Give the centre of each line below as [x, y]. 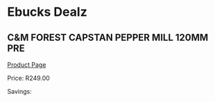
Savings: [20, 91]
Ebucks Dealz [48, 12]
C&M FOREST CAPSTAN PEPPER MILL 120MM [108, 38]
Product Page [27, 65]
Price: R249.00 [28, 78]
